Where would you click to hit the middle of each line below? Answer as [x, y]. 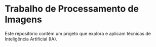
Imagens [24, 19]
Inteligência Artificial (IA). [31, 39]
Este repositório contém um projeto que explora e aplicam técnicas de [78, 33]
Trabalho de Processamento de [72, 9]
